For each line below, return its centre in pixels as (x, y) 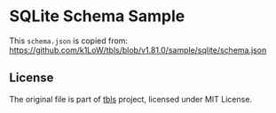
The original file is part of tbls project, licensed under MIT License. (131, 99)
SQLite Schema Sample (97, 16)
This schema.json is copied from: (69, 41)
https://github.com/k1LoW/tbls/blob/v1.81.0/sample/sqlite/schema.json (138, 49)
